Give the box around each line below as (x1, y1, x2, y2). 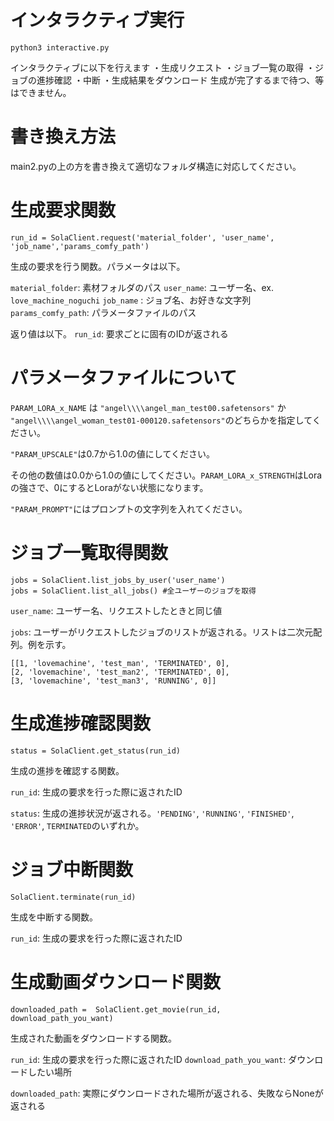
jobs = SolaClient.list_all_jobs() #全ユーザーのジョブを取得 (10, 586, 257, 596)
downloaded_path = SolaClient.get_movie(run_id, (10, 1004, 222, 1015)
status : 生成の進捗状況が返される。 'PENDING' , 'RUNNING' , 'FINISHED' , (10, 807, 295, 819)
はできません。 (10, 86, 72, 98)
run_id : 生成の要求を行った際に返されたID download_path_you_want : (10, 1053, 287, 1065)
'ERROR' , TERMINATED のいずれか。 (10, 819, 145, 831)
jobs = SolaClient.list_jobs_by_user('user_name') (10, 575, 226, 585)
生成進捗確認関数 (10, 712, 152, 735)
